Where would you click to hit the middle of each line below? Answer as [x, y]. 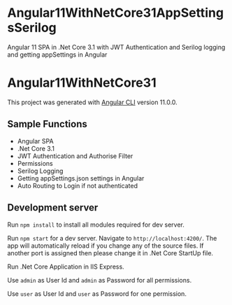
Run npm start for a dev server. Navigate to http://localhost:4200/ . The [112, 238]
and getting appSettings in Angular [57, 55]
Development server [53, 208]
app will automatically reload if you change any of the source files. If [106, 246]
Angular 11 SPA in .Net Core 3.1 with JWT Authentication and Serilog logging [116, 47]
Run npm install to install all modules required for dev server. [96, 225]
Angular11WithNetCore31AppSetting [116, 13]
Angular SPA [35, 141]
